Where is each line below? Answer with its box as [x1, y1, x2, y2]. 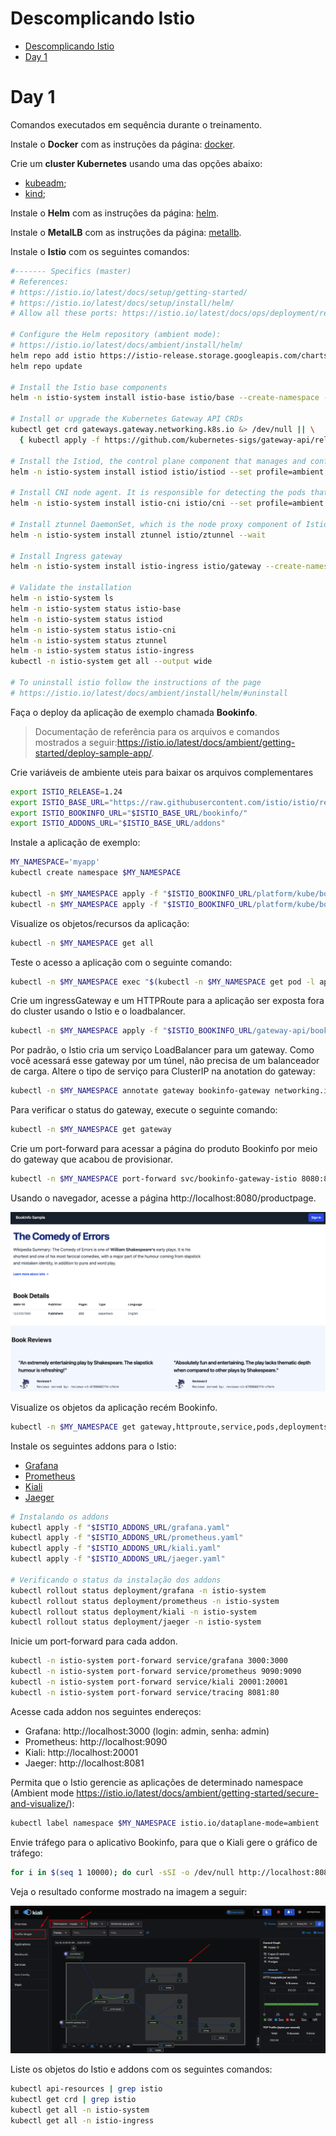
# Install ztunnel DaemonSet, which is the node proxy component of [10, 519, 302, 529]
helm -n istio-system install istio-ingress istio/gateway [10, 562, 262, 572]
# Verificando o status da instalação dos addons [10, 1575, 222, 1585]
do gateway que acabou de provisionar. [10, 1153, 174, 1165]
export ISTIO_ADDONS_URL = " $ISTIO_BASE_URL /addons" [10, 818, 226, 829]
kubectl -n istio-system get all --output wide [10, 657, 213, 667]
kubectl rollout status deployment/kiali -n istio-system [10, 1607, 257, 1617]
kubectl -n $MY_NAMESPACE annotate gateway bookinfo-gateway [10, 1086, 271, 1096]
